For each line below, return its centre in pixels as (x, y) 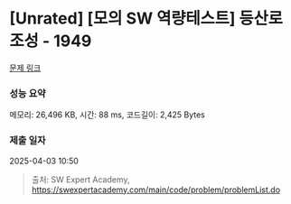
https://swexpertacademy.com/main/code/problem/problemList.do (156, 190)
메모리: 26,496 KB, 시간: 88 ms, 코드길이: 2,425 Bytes (108, 115)
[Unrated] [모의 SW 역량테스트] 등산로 (146, 19)
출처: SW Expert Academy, (80, 179)
